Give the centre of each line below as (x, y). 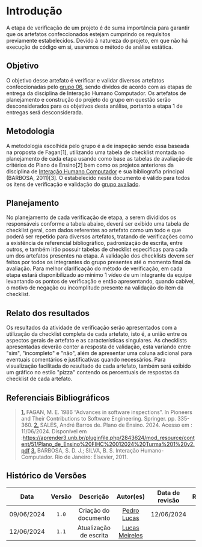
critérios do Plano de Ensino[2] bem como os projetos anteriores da (90, 165)
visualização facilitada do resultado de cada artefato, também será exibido (99, 366)
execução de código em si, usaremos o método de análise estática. (90, 47)
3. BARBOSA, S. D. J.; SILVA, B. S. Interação (85, 450)
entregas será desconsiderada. (45, 112)
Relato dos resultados (48, 313)
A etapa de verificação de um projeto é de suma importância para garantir (98, 28)
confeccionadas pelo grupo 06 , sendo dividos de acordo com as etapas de (99, 87)
